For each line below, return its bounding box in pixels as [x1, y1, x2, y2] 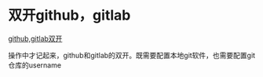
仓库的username [8, 60, 61, 70]
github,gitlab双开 [8, 34, 63, 43]
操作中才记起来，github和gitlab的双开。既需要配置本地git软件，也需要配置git [8, 50, 256, 60]
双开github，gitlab [8, 6, 131, 24]
